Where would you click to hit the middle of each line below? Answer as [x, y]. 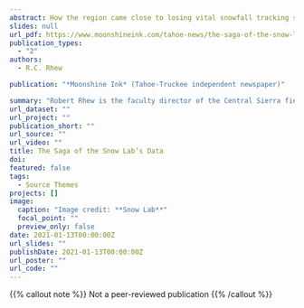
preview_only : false [56, 227]
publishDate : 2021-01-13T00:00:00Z [76, 252]
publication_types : [46, 43]
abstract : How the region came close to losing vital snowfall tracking [149, 18]
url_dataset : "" [40, 109]
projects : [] [34, 193]
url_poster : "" [38, 260]
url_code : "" [34, 269]
